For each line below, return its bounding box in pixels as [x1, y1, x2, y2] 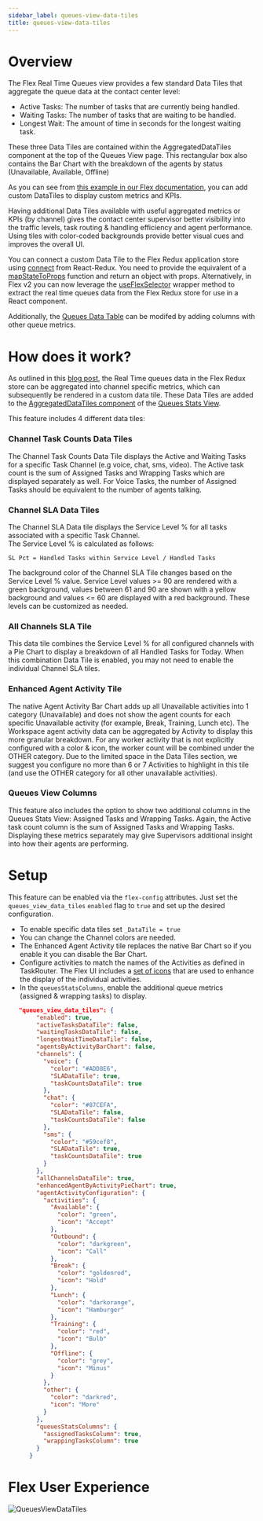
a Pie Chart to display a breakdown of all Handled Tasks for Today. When [8, 647, 244, 657]
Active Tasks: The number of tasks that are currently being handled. [19, 102, 240, 112]
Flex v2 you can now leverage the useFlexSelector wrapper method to [8, 280, 236, 289]
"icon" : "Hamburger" [57, 1306, 125, 1314]
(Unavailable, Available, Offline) [8, 167, 110, 177]
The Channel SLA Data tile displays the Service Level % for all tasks [8, 522, 228, 531]
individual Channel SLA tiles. [8, 664, 100, 673]
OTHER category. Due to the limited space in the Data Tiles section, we [8, 751, 238, 760]
